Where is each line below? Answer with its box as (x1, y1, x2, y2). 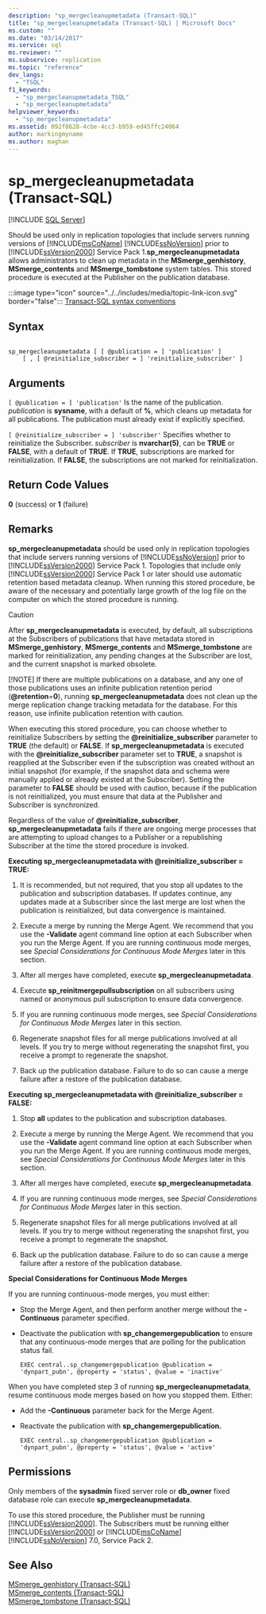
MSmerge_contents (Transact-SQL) (8, 1588, 125, 1597)
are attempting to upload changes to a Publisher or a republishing (8, 832, 222, 842)
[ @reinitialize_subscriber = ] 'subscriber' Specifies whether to (8, 430, 231, 440)
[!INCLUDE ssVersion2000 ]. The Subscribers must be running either (8, 1518, 229, 1528)
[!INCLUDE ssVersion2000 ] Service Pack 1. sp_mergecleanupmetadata (8, 248, 240, 257)
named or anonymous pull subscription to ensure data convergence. (19, 994, 244, 1003)
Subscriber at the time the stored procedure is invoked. (8, 841, 189, 850)
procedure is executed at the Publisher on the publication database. (8, 272, 230, 283)
